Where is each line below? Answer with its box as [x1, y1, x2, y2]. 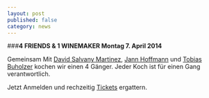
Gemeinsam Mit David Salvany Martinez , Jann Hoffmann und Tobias [7, 55, 203, 63]
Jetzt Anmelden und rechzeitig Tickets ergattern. [7, 84, 148, 92]
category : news [7, 23, 51, 30]
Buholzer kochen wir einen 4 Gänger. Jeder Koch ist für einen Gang [7, 63, 201, 71]
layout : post [7, 10, 45, 17]
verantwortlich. [7, 70, 51, 78]
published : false [7, 17, 58, 23]
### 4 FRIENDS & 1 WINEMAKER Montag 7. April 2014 [7, 42, 162, 50]
